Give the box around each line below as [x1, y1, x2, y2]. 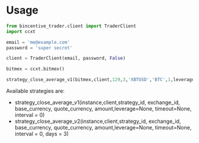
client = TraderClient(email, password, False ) [6, 56, 126, 61]
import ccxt [6, 28, 36, 34]
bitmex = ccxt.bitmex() [6, 66, 65, 72]
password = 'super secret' [6, 45, 73, 51]
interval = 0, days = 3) [14, 131, 69, 138]
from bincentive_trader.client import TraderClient [6, 23, 136, 29]
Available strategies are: [6, 87, 65, 95]
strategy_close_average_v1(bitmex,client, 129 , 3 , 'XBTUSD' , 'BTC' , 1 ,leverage [6, 77, 195, 83]
